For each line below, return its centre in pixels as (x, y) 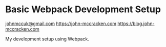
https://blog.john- (136, 24)
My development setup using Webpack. (47, 39)
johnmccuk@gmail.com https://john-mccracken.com (61, 24)
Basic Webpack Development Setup (83, 9)
